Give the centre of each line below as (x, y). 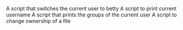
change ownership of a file (38, 21)
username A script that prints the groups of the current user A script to (91, 15)
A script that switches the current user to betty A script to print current (91, 9)
